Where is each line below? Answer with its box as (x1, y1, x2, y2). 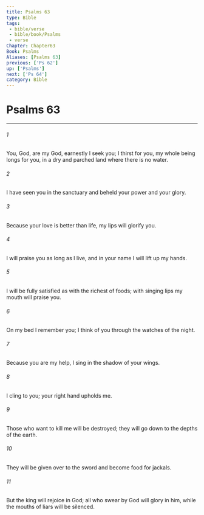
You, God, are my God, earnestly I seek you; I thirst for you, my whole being (6, 150, 195, 157)
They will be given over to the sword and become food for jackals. (6, 464, 172, 471)
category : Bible (6, 77, 47, 83)
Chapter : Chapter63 (6, 43, 56, 49)
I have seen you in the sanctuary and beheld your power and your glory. (6, 189, 186, 196)
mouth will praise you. (6, 294, 62, 301)
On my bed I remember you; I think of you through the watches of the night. (6, 327, 195, 334)
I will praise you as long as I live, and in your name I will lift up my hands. (6, 254, 187, 261)
